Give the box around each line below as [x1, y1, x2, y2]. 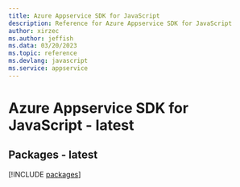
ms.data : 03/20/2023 [8, 42, 78, 50]
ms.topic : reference [8, 49, 78, 57]
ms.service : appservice [8, 64, 89, 73]
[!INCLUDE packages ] [8, 169, 81, 179]
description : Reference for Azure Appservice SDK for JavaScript [8, 19, 232, 27]
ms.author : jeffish [8, 34, 74, 43]
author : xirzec [8, 27, 60, 35]
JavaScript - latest [8, 116, 134, 134]
